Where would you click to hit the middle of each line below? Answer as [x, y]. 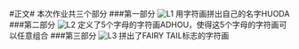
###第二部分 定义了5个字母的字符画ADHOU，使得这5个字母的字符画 [144, 24]
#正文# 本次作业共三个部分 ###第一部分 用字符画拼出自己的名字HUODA [149, 14]
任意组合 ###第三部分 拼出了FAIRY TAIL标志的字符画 [123, 35]
